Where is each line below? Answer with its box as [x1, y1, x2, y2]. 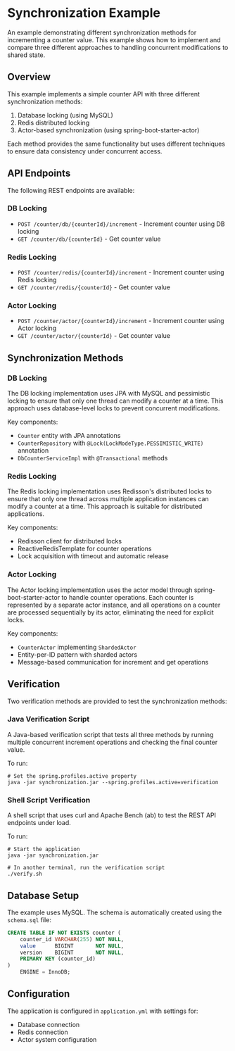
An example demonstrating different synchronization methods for [7, 28, 197, 37]
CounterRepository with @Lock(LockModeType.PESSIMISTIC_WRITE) [17, 439, 204, 448]
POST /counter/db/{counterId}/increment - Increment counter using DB [17, 220, 225, 228]
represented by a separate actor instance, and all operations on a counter [7, 600, 221, 609]
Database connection [17, 1020, 80, 1028]
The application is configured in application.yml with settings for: [7, 1007, 198, 1015]
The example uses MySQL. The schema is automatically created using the [7, 908, 222, 917]
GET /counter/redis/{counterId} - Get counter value [17, 283, 171, 291]
